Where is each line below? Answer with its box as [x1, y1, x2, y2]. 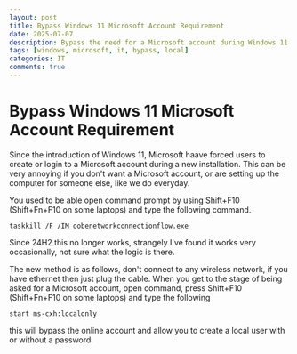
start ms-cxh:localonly [9, 309, 98, 318]
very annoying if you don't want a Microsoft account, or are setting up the [9, 168, 280, 179]
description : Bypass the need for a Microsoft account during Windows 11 [9, 37, 289, 47]
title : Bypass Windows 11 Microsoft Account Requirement [9, 21, 225, 30]
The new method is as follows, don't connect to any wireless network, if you [9, 263, 289, 274]
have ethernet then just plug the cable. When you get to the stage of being [9, 273, 283, 284]
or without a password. [9, 334, 93, 345]
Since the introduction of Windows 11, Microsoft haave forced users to [9, 149, 266, 160]
